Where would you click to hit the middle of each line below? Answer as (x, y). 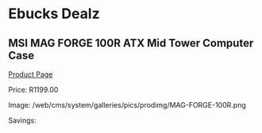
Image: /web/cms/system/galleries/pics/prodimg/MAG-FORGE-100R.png (127, 105)
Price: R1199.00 (33, 89)
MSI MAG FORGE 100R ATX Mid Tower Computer (131, 43)
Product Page (31, 74)
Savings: (23, 120)
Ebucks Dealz (54, 14)
